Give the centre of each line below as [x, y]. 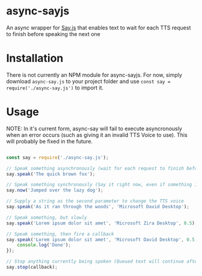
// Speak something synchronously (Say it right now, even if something [99, 185]
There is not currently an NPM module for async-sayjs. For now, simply [94, 75]
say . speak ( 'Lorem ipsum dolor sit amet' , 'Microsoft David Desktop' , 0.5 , [102, 239]
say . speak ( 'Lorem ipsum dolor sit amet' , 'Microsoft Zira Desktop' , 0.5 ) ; [102, 223]
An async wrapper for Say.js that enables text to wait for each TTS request [99, 28]
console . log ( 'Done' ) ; [44, 245]
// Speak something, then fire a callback [60, 234]
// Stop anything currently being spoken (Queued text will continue [95, 262]
